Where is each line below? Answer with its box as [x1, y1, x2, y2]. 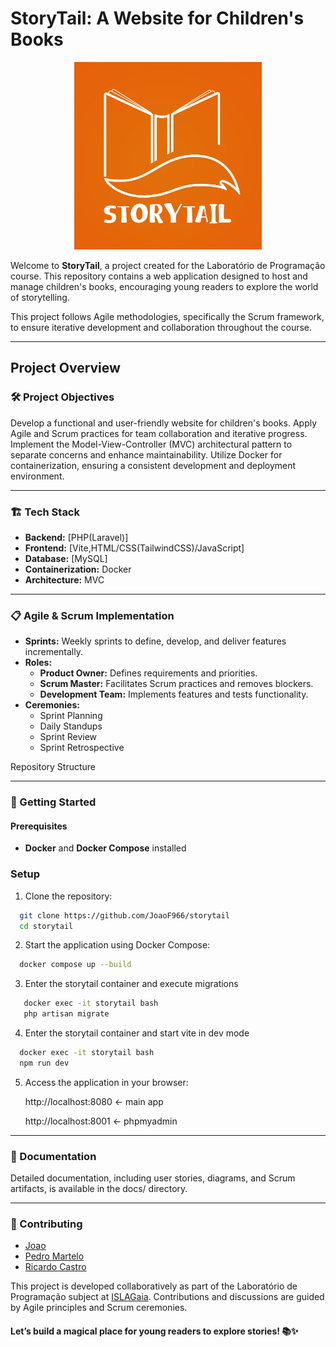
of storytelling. [10, 291, 70, 303]
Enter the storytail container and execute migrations [24, 978, 239, 990]
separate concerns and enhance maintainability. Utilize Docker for [10, 448, 283, 461]
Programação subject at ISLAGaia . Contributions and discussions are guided [10, 1291, 325, 1303]
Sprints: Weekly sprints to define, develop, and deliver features [24, 635, 287, 647]
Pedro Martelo [24, 1250, 85, 1262]
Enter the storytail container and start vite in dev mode [24, 1027, 250, 1039]
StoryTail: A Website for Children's [10, 7, 305, 30]
